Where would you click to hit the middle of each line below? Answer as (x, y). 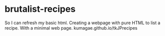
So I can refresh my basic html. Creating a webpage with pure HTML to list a (82, 23)
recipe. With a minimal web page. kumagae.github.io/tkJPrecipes (71, 28)
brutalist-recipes (40, 9)
